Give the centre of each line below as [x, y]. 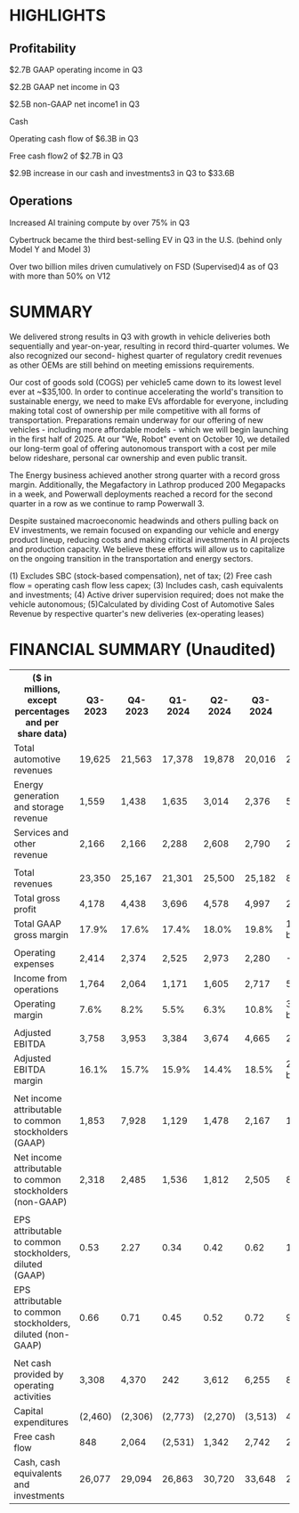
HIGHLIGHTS [58, 16]
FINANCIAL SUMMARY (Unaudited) [143, 649]
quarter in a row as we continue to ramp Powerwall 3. [107, 503]
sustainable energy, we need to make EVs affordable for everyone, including [149, 400]
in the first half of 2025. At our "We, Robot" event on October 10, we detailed [149, 439]
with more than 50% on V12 [60, 276]
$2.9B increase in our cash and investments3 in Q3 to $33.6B [122, 173]
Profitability [43, 49]
